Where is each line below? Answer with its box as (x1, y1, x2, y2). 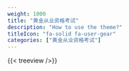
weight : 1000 (7, 10, 46, 18)
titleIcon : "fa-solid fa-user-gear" (7, 30, 116, 38)
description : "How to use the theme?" (7, 23, 123, 31)
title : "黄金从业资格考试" (7, 17, 79, 24)
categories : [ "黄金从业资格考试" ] (7, 37, 101, 44)
